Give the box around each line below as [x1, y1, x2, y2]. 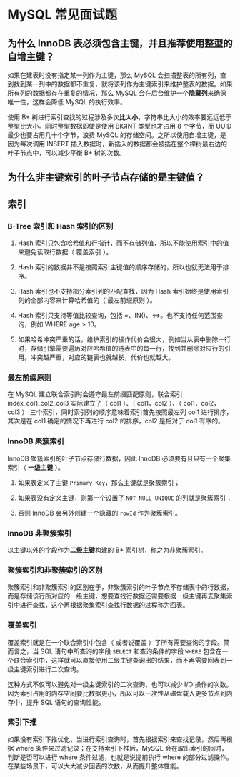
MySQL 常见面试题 [7, 6, 118, 23]
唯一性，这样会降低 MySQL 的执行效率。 [7, 98, 127, 106]
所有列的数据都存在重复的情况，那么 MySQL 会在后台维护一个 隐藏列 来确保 [7, 89, 227, 97]
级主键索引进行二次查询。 [7, 665, 83, 673]
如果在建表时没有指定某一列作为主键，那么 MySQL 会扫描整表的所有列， [7, 71, 221, 79]
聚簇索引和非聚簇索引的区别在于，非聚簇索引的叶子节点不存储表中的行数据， [7, 583, 233, 591]
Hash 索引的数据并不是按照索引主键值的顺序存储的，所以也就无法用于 [17, 263, 223, 271]
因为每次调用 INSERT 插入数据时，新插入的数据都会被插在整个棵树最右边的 [7, 140, 227, 148]
